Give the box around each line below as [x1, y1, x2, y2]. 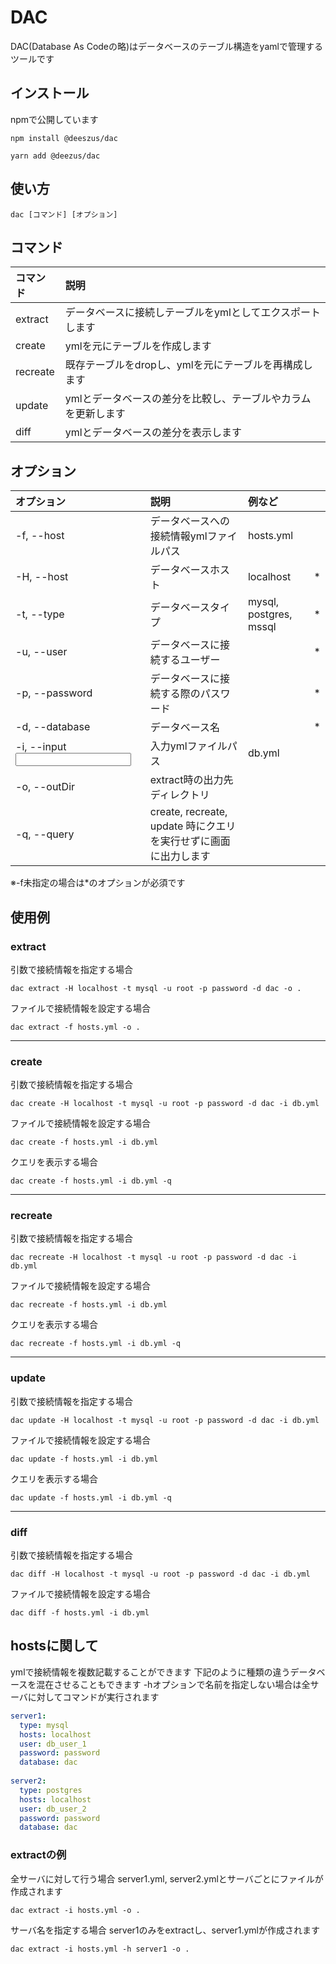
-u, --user [15, 645, 68, 659]
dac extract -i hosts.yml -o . [10, 1905, 141, 1915]
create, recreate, [149, 805, 228, 819]
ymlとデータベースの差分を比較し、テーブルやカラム [64, 392, 312, 406]
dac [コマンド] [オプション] [10, 209, 118, 220]
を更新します [64, 407, 126, 421]
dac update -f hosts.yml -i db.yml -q [10, 1492, 172, 1503]
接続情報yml [149, 529, 208, 543]
